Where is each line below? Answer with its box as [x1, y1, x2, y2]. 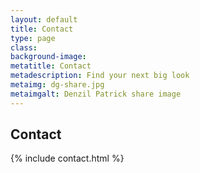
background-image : [10, 52, 87, 62]
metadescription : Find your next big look [10, 71, 190, 81]
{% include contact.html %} [10, 152, 125, 165]
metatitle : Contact [10, 61, 92, 71]
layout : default [10, 14, 78, 25]
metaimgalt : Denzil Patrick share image [10, 89, 182, 99]
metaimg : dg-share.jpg [10, 80, 105, 90]
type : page [10, 33, 56, 43]
